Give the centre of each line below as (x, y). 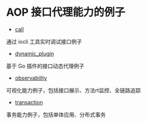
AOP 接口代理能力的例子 (66, 12)
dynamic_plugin (34, 53)
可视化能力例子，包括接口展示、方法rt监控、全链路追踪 (74, 90)
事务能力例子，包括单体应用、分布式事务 (56, 114)
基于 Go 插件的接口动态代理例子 (45, 66)
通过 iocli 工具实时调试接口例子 (44, 41)
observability (31, 78)
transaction (29, 102)
